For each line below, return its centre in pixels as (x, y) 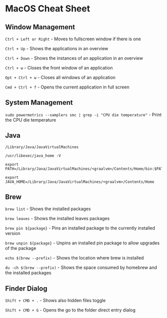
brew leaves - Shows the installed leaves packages (57, 219)
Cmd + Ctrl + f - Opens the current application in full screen (67, 87)
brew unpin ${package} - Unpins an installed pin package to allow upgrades (83, 243)
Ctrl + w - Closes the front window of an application (59, 68)
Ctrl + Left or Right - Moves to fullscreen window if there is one (73, 39)
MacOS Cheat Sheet (48, 9)
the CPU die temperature (31, 120)
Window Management (40, 27)
